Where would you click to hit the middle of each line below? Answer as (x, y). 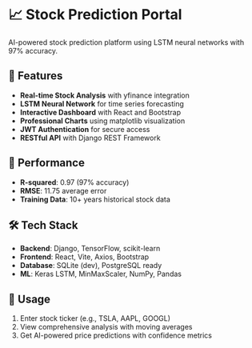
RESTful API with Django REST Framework (90, 138)
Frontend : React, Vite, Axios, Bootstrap (84, 257)
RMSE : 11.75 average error (63, 190)
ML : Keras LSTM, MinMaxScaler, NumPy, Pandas (101, 274)
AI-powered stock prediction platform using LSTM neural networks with (126, 42)
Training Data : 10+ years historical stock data (95, 199)
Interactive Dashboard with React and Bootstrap (100, 112)
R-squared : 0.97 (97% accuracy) (74, 182)
